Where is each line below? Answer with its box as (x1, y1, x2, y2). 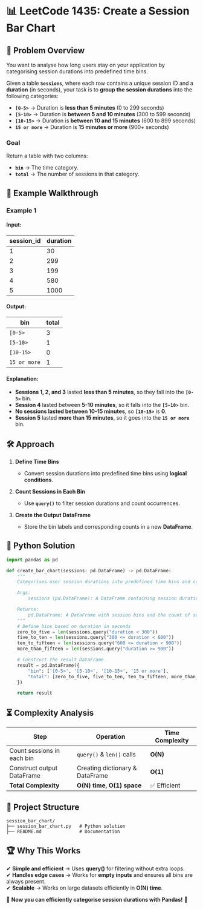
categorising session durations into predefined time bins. (6, 68, 148, 75)
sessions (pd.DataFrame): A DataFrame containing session (28, 595, 177, 602)
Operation (95, 733, 126, 741)
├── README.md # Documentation (6, 828, 120, 835)
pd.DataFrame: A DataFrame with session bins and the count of (28, 612, 190, 618)
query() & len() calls (76, 750, 136, 759)
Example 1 (6, 206, 37, 214)
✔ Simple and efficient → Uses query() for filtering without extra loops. (6, 865, 185, 872)
